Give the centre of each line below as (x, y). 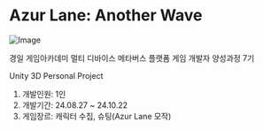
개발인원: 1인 (44, 94)
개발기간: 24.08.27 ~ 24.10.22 (75, 105)
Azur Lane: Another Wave (106, 15)
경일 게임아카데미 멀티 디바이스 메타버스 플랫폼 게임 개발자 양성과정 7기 (132, 57)
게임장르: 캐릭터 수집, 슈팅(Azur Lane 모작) (97, 116)
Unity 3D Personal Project (56, 75)
